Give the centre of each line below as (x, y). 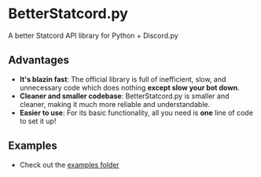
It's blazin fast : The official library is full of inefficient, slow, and (123, 79)
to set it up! (38, 121)
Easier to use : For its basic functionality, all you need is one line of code (136, 112)
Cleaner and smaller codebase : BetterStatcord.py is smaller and (124, 96)
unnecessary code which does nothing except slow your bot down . (129, 87)
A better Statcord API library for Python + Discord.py (93, 35)
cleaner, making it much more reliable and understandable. (115, 104)
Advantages (39, 60)
